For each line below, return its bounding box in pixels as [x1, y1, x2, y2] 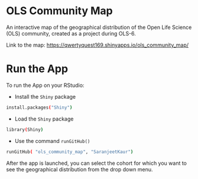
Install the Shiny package [14, 93, 76, 100]
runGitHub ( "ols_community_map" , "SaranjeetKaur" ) [6, 149, 134, 155]
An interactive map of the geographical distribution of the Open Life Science [6, 24, 192, 31]
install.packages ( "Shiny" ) [6, 105, 73, 110]
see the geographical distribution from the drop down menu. [6, 165, 153, 173]
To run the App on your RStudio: [6, 82, 85, 89]
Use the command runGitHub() [14, 137, 90, 144]
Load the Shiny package [14, 115, 74, 122]
